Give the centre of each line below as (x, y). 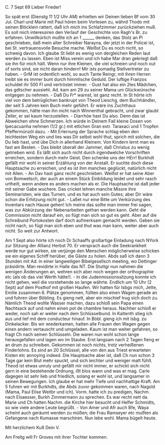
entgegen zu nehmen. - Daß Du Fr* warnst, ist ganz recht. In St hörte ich (79, 95)
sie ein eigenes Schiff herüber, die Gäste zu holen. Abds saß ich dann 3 (77, 256)
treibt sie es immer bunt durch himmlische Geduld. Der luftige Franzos (76, 79)
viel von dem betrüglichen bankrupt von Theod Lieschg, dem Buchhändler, (81, 100)
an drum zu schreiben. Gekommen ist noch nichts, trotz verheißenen (74, 345)
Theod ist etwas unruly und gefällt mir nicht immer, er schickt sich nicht (77, 366)
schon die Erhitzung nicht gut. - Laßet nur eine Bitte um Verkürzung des (78, 199)
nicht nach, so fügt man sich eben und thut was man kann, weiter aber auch (82, 225)
